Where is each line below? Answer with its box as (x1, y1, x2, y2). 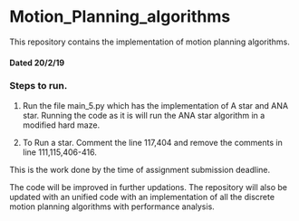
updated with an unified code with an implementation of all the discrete (9, 191, 275, 202)
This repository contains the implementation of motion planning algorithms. (9, 36, 290, 47)
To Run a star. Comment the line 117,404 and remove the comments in (22, 137, 283, 148)
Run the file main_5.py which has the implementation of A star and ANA (22, 100, 288, 110)
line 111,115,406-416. (22, 147, 97, 158)
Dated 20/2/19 (9, 57, 65, 68)
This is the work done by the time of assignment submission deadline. (9, 164, 270, 175)
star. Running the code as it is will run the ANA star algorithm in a (22, 110, 265, 120)
